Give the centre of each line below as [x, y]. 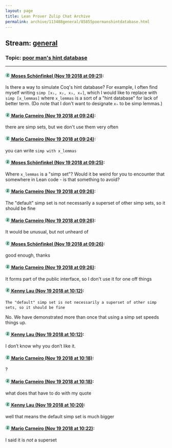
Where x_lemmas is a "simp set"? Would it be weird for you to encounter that [85, 174]
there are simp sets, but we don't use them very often [62, 127]
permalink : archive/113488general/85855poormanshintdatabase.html [78, 22]
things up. [16, 322]
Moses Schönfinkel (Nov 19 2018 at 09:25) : [58, 163]
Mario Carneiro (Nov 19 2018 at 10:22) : [53, 428]
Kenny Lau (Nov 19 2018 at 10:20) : [48, 405]
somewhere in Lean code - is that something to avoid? [63, 179]
